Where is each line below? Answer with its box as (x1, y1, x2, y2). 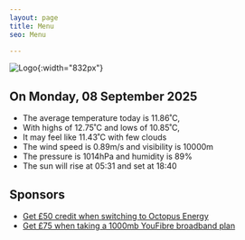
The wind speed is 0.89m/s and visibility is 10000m (22, 142, 214, 152)
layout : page (9, 13, 59, 23)
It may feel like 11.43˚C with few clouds (22, 132, 167, 143)
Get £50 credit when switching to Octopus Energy (22, 211, 210, 221)
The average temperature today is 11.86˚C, (22, 113, 181, 124)
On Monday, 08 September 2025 (9, 88, 198, 104)
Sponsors (9, 187, 65, 202)
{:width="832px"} (37, 62, 104, 73)
